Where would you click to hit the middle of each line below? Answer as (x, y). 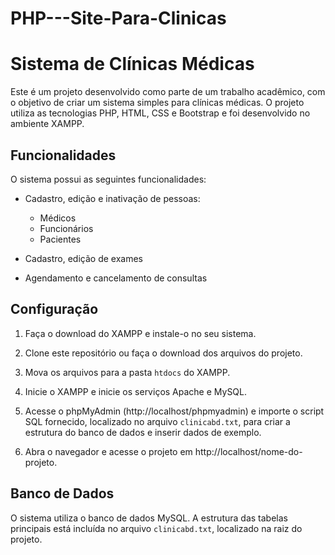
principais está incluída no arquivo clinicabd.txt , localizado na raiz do (156, 528)
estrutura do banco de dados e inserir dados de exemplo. (143, 432)
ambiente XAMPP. (47, 124)
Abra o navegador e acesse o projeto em (108, 451)
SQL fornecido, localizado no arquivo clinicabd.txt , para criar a (157, 421)
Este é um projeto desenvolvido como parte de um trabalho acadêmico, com (168, 92)
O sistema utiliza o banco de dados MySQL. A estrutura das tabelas (149, 518)
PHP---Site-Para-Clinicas (118, 18)
